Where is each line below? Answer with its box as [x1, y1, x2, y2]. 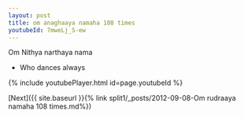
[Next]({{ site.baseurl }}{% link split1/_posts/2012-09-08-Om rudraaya [8, 94, 236, 103]
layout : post [8, 11, 51, 20]
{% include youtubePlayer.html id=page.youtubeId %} [8, 78, 183, 87]
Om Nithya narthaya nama [8, 48, 93, 57]
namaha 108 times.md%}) [8, 101, 92, 111]
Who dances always [19, 63, 86, 72]
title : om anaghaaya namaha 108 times [8, 19, 135, 27]
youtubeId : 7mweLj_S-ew [8, 26, 87, 34]
